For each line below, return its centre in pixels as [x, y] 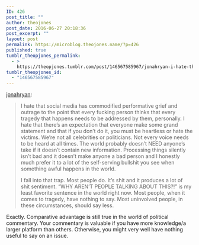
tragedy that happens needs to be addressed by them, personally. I [102, 118]
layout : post [22, 39]
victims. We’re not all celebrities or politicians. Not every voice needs [105, 137]
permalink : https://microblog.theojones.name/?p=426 [73, 45]
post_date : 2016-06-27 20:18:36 [46, 28]
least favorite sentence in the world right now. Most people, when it [103, 193]
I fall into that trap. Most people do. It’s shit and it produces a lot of [102, 180]
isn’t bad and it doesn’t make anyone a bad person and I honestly [100, 156]
